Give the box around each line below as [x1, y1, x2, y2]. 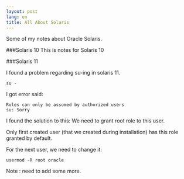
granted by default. [6, 135, 53, 142]
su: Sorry [6, 107, 30, 113]
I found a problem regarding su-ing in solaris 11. [6, 69, 121, 76]
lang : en [6, 14, 28, 20]
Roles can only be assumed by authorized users [6, 102, 125, 108]
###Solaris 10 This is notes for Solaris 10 [6, 47, 104, 54]
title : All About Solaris [6, 19, 69, 25]
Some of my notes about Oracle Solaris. [6, 36, 103, 43]
